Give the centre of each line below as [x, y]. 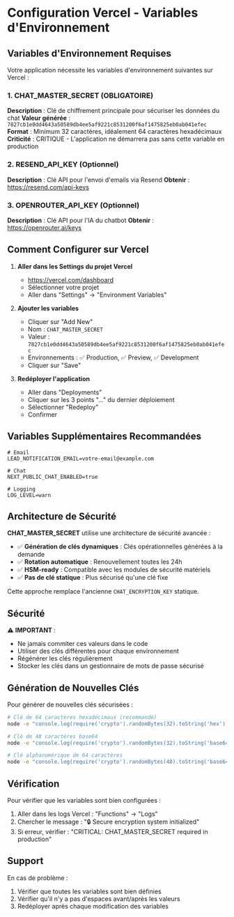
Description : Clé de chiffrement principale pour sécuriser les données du [114, 111]
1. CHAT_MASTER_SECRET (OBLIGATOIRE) [80, 95]
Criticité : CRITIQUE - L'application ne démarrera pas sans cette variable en [116, 139]
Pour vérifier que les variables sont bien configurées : [84, 801]
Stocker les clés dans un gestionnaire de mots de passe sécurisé [110, 666]
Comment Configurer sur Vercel [78, 250]
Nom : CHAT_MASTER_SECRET [65, 329]
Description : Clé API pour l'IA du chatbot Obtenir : [81, 220]
